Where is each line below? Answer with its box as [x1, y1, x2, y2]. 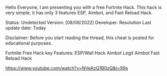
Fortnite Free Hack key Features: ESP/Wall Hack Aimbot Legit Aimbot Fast [5, 50, 160, 56]
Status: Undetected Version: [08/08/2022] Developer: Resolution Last [5, 20, 152, 25]
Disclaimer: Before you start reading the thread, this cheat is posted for [5, 35, 154, 41]
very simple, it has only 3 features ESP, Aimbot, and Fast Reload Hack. [5, 10, 153, 16]
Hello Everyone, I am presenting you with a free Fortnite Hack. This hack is [5, 5, 162, 10]
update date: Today [5, 25, 46, 31]
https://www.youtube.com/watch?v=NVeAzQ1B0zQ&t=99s [5, 65, 128, 71]
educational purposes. [5, 40, 52, 46]
